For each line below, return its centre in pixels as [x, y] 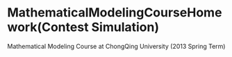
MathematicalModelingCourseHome [115, 13]
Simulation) [125, 27]
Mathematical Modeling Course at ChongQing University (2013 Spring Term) [116, 46]
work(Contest [48, 27]
